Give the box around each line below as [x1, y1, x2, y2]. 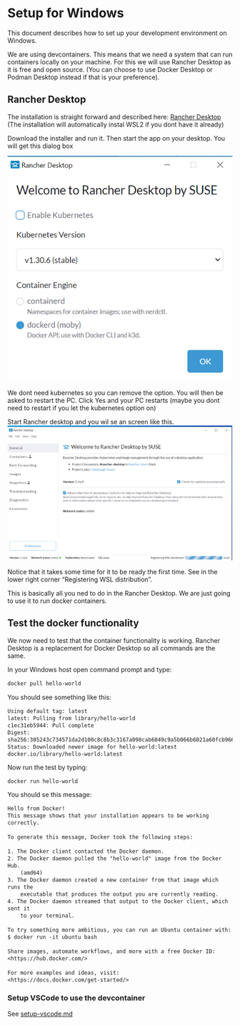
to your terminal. [20, 912, 75, 919]
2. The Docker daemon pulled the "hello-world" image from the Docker [7, 855, 222, 862]
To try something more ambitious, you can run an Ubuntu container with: [7, 926, 232, 934]
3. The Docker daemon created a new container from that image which [7, 876, 219, 884]
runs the [7, 884, 34, 891]
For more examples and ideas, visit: [7, 969, 120, 976]
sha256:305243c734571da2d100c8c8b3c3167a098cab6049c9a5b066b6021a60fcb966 [7, 736, 235, 744]
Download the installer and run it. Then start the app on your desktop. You [7, 134, 226, 142]
